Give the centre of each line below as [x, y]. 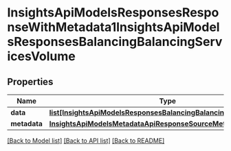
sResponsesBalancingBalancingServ [115, 42]
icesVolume [41, 57]
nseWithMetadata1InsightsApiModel [113, 27]
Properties [30, 81]
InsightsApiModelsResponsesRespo [113, 13]
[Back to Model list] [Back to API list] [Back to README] [86, 141]
